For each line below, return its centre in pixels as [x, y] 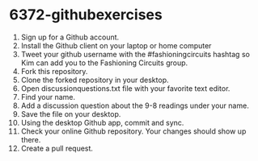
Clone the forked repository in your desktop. [95, 80]
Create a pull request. [57, 148]
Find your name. [48, 97]
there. [31, 139]
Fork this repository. [54, 71]
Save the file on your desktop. [71, 114]
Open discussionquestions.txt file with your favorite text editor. [125, 88]
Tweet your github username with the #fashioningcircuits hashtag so [135, 54]
